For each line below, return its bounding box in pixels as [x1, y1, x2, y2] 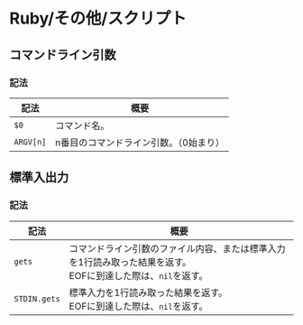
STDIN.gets [14, 293, 60, 303]
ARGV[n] [14, 136, 47, 147]
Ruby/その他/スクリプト [9, 8, 187, 29]
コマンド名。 [55, 119, 110, 132]
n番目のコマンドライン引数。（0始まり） [55, 136, 225, 149]
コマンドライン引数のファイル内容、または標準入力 [69, 242, 286, 255]
